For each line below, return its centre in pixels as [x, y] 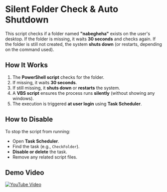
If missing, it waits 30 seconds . [45, 82]
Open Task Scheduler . [36, 141]
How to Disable [29, 119]
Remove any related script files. [45, 157]
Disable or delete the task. [40, 152]
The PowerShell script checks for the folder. [58, 77]
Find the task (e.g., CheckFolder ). [46, 146]
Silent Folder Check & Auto [62, 9]
